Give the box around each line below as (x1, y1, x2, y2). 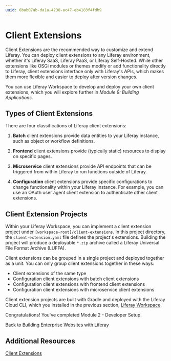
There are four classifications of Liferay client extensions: (5, 123, 126, 129)
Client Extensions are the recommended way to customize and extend (5, 47, 154, 53)
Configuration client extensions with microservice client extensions (12, 287, 155, 293)
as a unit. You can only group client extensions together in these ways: (5, 260, 155, 266)
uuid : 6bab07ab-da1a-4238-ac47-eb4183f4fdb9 (5, 7, 102, 13)
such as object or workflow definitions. (12, 138, 95, 144)
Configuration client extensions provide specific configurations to (12, 178, 153, 185)
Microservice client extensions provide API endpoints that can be (12, 163, 152, 169)
